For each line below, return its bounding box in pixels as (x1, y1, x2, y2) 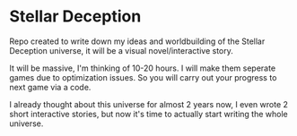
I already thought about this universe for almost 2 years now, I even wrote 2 (9, 98, 289, 109)
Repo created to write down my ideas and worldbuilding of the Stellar (9, 36, 266, 47)
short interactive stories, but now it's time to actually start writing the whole (9, 108, 289, 119)
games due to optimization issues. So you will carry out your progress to (9, 72, 277, 82)
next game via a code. (9, 81, 92, 92)
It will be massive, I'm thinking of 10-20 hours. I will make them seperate (9, 63, 276, 73)
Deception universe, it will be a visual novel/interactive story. (9, 45, 233, 55)
